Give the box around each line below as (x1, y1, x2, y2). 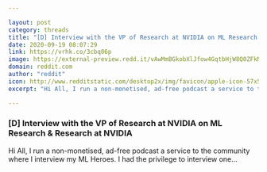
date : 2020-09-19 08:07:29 (8, 40, 98, 48)
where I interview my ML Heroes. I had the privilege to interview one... (8, 154, 238, 163)
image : (8, 55, 30, 63)
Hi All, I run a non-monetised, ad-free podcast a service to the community (8, 146, 250, 155)
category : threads (8, 25, 69, 34)
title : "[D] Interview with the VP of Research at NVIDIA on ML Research (8, 33, 258, 41)
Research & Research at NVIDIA (8, 128, 133, 139)
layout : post (8, 18, 52, 26)
